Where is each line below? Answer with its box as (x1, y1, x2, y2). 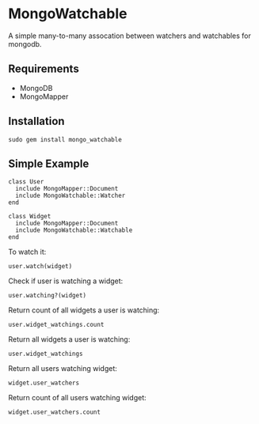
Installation (8, 115, 65, 128)
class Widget (8, 213, 51, 221)
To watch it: (8, 247, 47, 257)
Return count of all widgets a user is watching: (8, 305, 160, 315)
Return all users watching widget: (8, 364, 117, 373)
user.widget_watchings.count (8, 321, 105, 329)
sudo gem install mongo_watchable (8, 135, 123, 143)
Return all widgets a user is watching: (8, 335, 131, 344)
